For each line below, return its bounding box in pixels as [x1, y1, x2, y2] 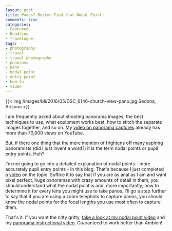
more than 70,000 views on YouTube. [5, 129, 85, 136]
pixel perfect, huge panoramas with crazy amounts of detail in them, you [5, 177, 159, 183]
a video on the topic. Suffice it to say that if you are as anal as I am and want [5, 171, 167, 178]
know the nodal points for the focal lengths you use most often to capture [5, 199, 161, 205]
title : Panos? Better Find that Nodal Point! [5, 12, 104, 17]
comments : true [5, 17, 38, 22]
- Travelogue [5, 36, 33, 42]
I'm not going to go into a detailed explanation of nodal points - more [5, 160, 150, 167]
